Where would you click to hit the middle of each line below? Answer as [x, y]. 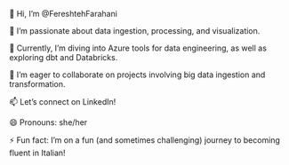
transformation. [37, 84]
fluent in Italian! [37, 153]
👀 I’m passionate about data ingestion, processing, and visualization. [135, 31]
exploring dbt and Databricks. [64, 57]
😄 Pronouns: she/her [48, 122]
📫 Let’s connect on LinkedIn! [63, 102]
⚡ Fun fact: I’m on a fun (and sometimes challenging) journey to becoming [144, 140]
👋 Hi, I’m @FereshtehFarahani [64, 14]
